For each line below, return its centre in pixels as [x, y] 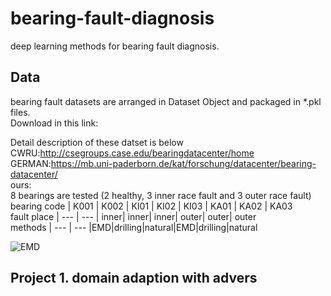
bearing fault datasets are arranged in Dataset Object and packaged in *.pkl [166, 101]
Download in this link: [54, 123]
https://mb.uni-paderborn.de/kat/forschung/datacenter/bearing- [183, 163]
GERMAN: [31, 163]
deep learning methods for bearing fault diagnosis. [115, 46]
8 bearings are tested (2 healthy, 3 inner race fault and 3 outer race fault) [161, 195]
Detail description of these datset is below [97, 142]
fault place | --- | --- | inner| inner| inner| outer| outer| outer [133, 216]
